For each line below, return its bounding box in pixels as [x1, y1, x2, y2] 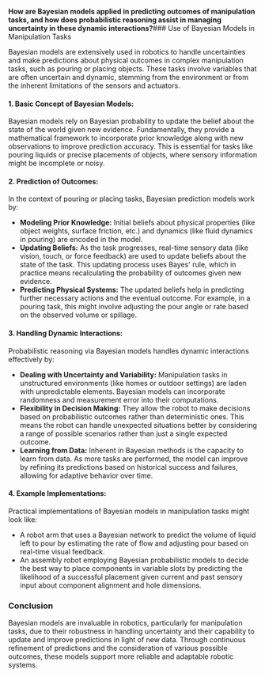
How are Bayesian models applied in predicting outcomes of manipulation [8, 7, 256, 16]
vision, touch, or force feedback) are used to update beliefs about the [19, 252, 247, 261]
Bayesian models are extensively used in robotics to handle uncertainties [8, 47, 246, 56]
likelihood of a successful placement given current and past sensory [19, 572, 244, 581]
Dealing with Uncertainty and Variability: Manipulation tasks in [19, 369, 228, 379]
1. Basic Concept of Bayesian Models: [8, 99, 134, 108]
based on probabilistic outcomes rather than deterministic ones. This [19, 411, 244, 422]
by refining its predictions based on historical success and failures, [19, 462, 238, 471]
